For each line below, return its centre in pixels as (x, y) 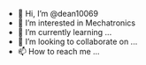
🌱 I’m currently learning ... (65, 32)
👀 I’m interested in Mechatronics (76, 23)
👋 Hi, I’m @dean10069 (58, 14)
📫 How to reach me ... (58, 51)
